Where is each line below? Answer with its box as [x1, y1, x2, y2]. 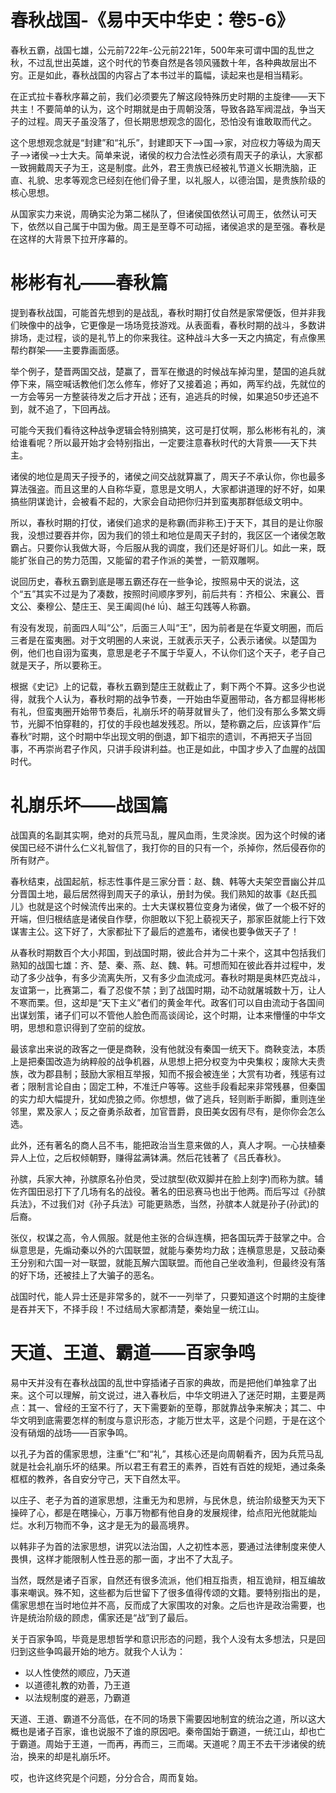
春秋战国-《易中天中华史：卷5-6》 [10, 9, 295, 32]
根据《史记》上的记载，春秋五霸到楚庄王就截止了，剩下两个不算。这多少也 [10, 680, 317, 692]
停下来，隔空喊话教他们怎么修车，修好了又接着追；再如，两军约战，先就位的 [10, 377, 326, 390]
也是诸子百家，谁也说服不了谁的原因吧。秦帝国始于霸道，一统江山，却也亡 [18, 1725, 326, 1737]
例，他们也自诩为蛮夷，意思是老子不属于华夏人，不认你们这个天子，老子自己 [10, 646, 326, 658]
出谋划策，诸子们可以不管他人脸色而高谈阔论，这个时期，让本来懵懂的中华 [10, 1009, 317, 1021]
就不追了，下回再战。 [27, 402, 116, 415]
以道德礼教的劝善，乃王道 [24, 1679, 131, 1691]
